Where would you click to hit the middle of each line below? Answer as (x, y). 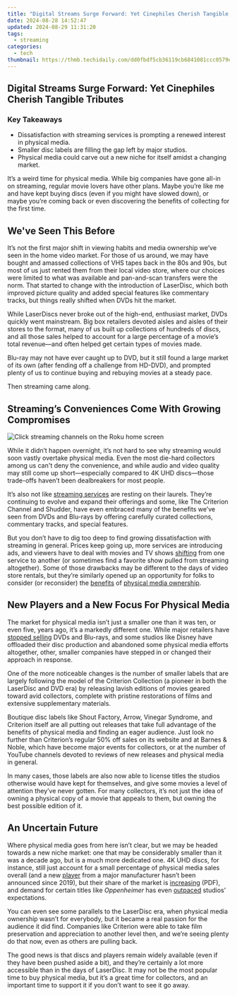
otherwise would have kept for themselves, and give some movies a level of (117, 783)
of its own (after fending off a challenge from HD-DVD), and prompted (109, 365)
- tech (23, 54)
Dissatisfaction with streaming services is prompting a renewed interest (121, 135)
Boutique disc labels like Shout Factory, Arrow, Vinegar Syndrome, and (110, 717)
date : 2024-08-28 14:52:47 (47, 20)
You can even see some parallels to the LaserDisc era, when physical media (117, 911)
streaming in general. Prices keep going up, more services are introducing (115, 545)
